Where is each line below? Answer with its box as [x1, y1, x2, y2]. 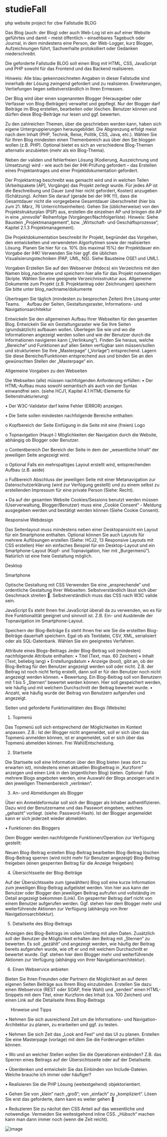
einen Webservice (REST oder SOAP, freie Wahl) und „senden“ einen [5, 986, 146, 992]
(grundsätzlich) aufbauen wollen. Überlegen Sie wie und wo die [5, 326, 136, 332]
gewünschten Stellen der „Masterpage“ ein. [5, 358, 94, 364]
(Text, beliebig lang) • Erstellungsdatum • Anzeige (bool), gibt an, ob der [5, 658, 154, 664]
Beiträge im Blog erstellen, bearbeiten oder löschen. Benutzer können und [5, 106, 157, 112]
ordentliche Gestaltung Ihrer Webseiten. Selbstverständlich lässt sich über [5, 587, 157, 593]
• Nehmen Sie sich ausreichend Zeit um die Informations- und [5, 1016, 132, 1022]
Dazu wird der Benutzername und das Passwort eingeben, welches [5, 805, 143, 811]
